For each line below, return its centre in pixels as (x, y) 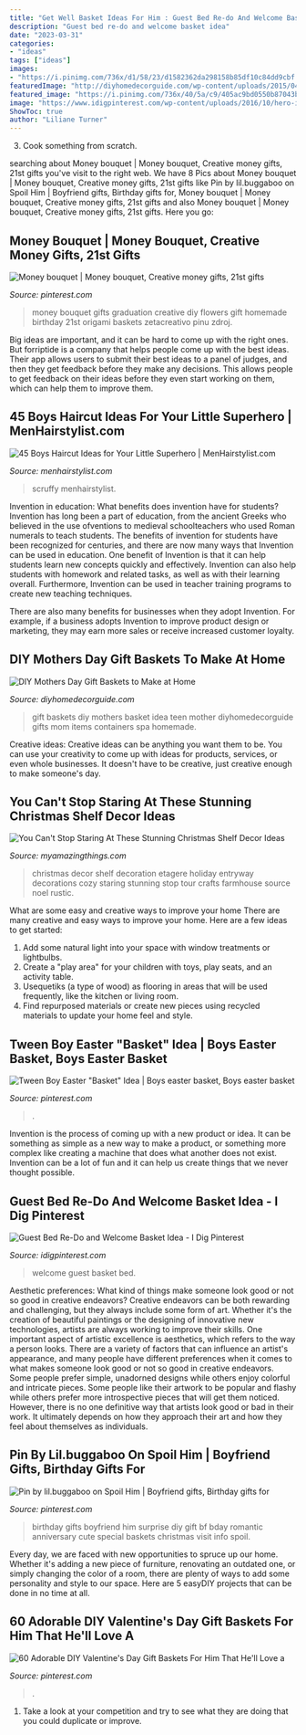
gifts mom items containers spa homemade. (114, 726)
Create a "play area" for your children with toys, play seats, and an (147, 967)
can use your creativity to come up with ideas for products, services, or (143, 753)
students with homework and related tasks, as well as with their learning (145, 574)
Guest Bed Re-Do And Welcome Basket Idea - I (144, 1201)
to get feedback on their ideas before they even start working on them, (142, 378)
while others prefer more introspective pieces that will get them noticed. (145, 1397)
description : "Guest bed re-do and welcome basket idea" (120, 26)
